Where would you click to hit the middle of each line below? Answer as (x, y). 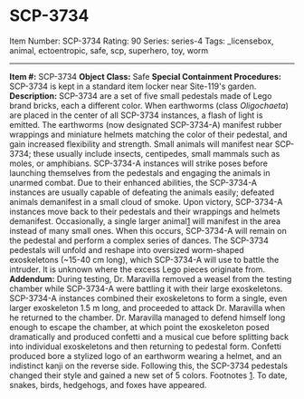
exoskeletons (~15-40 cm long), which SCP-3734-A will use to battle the (144, 259)
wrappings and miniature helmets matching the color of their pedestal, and (148, 134)
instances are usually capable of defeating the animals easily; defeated (142, 192)
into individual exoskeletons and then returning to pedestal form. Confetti (146, 346)
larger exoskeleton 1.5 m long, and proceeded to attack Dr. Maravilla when (147, 307)
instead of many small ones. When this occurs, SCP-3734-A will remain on (148, 230)
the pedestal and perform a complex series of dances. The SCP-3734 (139, 240)
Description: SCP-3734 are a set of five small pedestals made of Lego (141, 95)
